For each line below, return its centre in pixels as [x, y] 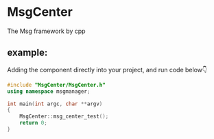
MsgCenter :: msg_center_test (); [64, 117]
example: [27, 53]
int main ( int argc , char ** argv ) [55, 104]
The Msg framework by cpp [46, 31]
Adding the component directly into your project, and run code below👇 [107, 69]
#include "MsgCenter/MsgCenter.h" [57, 85]
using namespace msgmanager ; [49, 91]
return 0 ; [34, 123]
